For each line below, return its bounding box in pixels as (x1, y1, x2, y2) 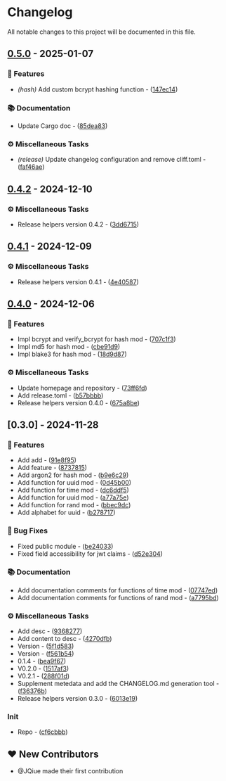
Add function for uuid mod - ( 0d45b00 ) (17, 478, 132, 487)
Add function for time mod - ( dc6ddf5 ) (17, 486, 130, 495)
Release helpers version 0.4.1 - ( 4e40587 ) (17, 277, 139, 286)
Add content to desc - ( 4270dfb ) (17, 635, 112, 643)
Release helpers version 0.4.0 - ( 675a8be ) (17, 398, 140, 407)
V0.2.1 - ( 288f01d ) (17, 672, 70, 680)
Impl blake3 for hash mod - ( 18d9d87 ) (17, 350, 128, 359)
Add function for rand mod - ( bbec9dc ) (17, 501, 131, 509)
